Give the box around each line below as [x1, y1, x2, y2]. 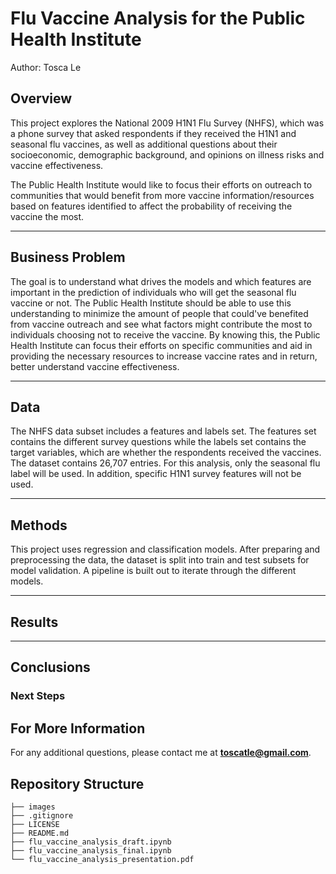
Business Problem [10, 249, 126, 266]
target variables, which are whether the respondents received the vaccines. [10, 447, 322, 459]
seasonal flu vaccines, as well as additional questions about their [10, 138, 278, 150]
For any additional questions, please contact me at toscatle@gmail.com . [10, 747, 312, 759]
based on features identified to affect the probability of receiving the [10, 200, 293, 212]
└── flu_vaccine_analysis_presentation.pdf [10, 854, 195, 864]
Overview [10, 90, 73, 107]
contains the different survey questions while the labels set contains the [10, 436, 307, 448]
